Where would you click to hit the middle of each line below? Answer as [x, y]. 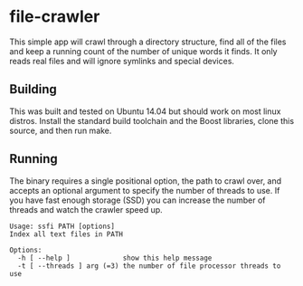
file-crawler [55, 17]
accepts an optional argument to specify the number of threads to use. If [145, 190]
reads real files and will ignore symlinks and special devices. [122, 61]
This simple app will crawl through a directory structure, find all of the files [148, 42]
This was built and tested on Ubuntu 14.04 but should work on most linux [145, 111]
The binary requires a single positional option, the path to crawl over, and [146, 181]
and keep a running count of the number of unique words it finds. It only [143, 51]
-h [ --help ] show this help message [115, 258]
